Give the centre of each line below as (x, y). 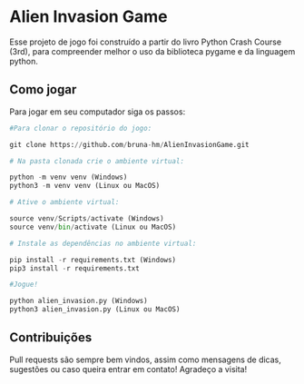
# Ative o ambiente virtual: (64, 202)
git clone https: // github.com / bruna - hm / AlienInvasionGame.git (129, 144)
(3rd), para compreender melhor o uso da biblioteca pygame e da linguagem (152, 51)
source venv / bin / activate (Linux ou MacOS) (93, 227)
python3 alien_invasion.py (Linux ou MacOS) (95, 310)
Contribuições (51, 338)
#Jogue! (24, 285)
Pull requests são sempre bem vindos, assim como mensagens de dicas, (145, 359)
